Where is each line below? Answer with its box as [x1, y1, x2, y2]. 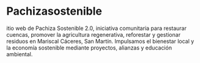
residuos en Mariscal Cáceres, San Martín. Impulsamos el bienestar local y [6, 37, 194, 45]
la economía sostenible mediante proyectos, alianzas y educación [6, 44, 172, 51]
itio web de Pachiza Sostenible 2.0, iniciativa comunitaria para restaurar [6, 24, 187, 32]
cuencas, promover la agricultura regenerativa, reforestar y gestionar [6, 31, 181, 38]
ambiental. [6, 50, 33, 57]
